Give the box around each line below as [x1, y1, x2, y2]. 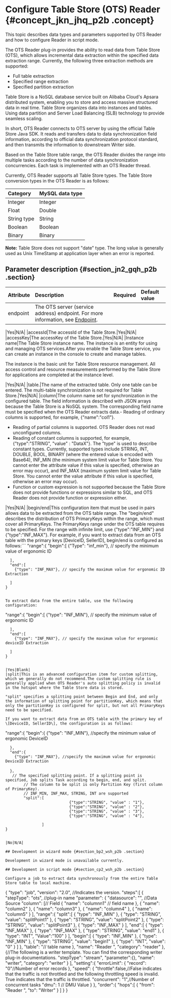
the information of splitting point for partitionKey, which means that [5, 698, 163, 704]
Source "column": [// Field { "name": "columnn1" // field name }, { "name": [5, 900, 160, 906]
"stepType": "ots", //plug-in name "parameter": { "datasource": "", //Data [5, 895, 157, 901]
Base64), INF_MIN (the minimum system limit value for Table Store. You [12, 457, 163, 463]
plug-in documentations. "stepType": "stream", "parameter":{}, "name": [5, 955, 155, 961]
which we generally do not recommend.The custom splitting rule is [5, 676, 152, 681]
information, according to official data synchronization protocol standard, [5, 136, 159, 142]
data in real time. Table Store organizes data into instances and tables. [5, 104, 153, 110]
